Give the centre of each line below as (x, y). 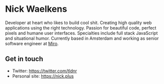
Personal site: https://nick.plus (43, 76)
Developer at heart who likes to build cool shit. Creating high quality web (79, 23)
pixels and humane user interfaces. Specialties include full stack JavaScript (82, 33)
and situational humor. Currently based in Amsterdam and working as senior (82, 38)
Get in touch (24, 59)
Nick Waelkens (36, 9)
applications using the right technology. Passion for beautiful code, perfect (81, 28)
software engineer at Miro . (32, 43)
